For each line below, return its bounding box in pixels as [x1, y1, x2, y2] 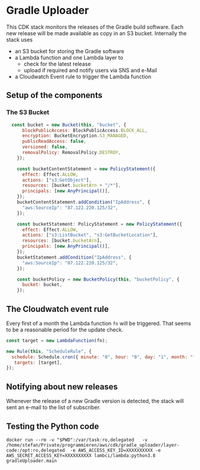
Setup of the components [6, 90, 103, 100]
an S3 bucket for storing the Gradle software [14, 47, 124, 54]
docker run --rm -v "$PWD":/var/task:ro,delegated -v [6, 437, 148, 443]
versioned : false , [21, 144, 68, 150]
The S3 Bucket [6, 108, 49, 116]
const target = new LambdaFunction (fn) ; [6, 337, 108, 343]
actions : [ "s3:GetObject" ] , [21, 177, 92, 183]
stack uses [6, 36, 33, 43]
